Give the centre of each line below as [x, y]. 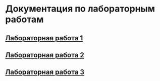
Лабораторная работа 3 [45, 72]
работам [24, 19]
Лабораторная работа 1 [44, 38]
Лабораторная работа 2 [45, 55]
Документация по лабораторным [80, 9]
